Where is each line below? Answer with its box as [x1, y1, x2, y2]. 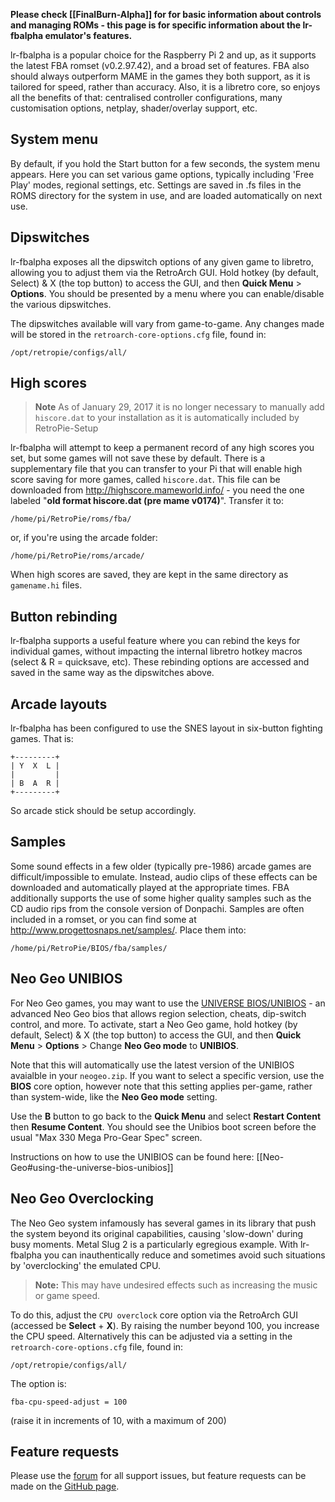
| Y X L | [10, 761, 60, 771]
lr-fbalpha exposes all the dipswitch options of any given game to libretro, [10, 255, 314, 268]
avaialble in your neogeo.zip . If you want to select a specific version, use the [10, 1069, 325, 1081]
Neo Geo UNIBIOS [10, 970, 123, 988]
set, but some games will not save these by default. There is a [10, 452, 266, 464]
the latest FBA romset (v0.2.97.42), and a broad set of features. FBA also [10, 60, 310, 71]
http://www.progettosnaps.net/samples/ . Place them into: [10, 924, 247, 936]
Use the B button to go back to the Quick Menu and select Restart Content [10, 1110, 322, 1122]
